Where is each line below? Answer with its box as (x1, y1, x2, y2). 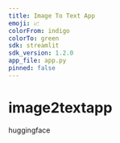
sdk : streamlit (8, 42, 60, 50)
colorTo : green (8, 34, 60, 43)
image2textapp (8, 98, 113, 116)
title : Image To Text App (8, 11, 95, 20)
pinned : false (8, 64, 56, 72)
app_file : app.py (8, 57, 67, 65)
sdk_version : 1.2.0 (8, 49, 74, 57)
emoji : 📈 (8, 19, 40, 27)
